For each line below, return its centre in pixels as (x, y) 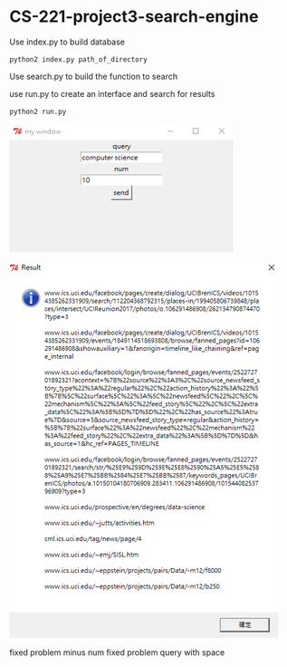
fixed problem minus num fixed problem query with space (117, 652)
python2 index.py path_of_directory (78, 59)
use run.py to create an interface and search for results (112, 93)
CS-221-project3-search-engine (134, 17)
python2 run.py (38, 111)
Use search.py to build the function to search (94, 76)
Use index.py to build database (67, 42)
